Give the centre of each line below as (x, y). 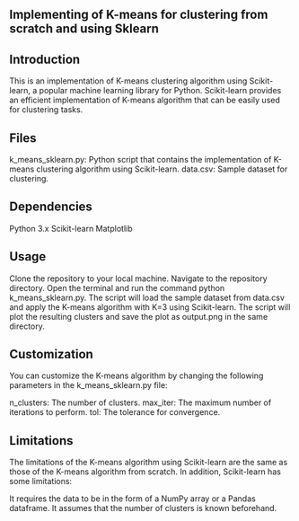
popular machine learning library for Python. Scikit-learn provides (160, 91)
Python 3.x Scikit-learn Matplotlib (71, 228)
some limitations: (41, 481)
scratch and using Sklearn (84, 29)
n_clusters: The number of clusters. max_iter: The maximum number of (141, 402)
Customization (52, 354)
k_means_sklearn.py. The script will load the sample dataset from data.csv (147, 297)
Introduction (45, 59)
